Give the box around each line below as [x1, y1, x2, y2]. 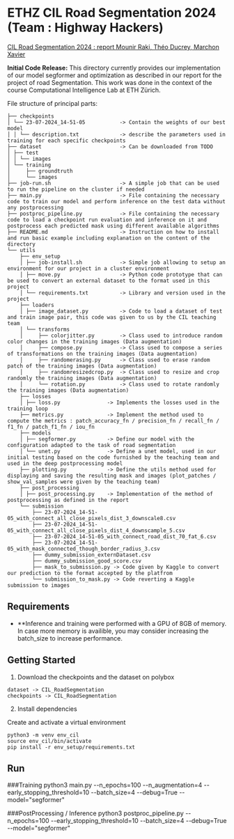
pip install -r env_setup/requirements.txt [7, 744, 136, 751]
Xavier [7, 50, 26, 58]
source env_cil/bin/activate [7, 737, 92, 744]
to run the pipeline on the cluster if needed [7, 186, 145, 193]
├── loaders [19, 301, 54, 308]
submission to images [7, 581, 70, 589]
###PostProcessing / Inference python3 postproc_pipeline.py [7, 809, 185, 817]
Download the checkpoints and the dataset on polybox [17, 673, 175, 681]
